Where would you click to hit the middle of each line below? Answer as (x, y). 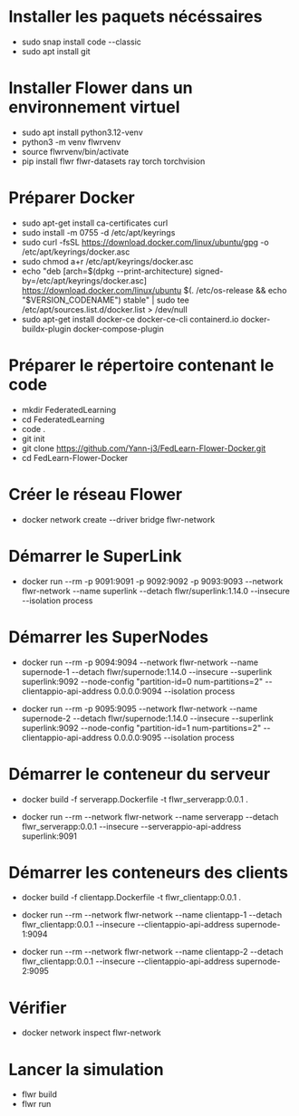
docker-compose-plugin (118, 329)
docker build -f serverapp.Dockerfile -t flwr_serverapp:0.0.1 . (135, 799)
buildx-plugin (46, 329)
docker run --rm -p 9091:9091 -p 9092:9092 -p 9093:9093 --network (152, 581)
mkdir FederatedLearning (69, 409)
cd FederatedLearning (63, 419)
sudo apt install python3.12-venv (82, 132)
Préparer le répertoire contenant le (141, 365)
